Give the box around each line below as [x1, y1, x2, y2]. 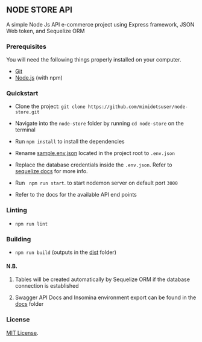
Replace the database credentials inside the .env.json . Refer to [14, 161, 172, 168]
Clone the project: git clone [14, 103, 86, 110]
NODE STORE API [6, 5, 72, 15]
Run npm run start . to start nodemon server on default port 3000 [14, 179, 178, 186]
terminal [14, 126, 36, 133]
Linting [6, 206, 27, 215]
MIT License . [6, 329, 39, 337]
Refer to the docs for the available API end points [14, 191, 137, 198]
